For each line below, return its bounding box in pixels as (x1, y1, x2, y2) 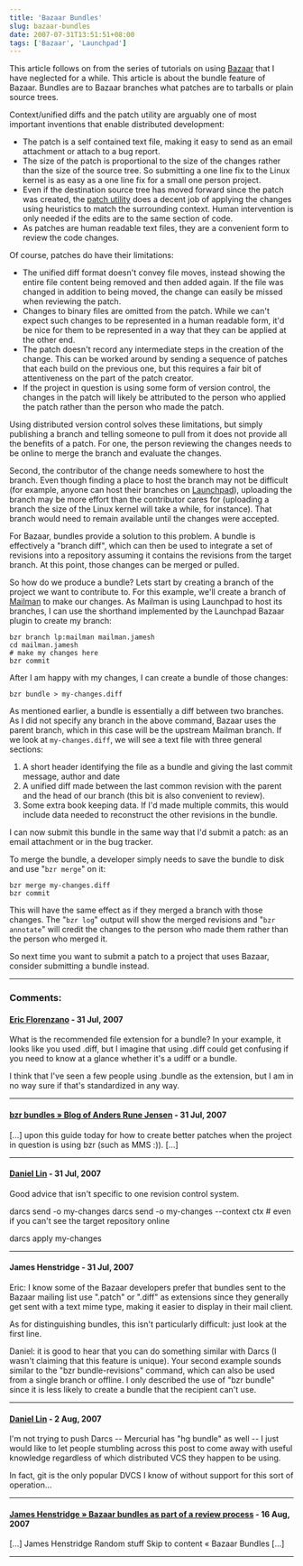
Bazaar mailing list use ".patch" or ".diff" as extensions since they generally (9, 1292, 289, 1302)
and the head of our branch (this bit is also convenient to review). (22, 791, 266, 802)
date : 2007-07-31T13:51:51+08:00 (9, 30, 135, 39)
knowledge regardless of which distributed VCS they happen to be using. (9, 1452, 281, 1463)
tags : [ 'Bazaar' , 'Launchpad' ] (9, 38, 127, 48)
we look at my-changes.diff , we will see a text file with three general (9, 735, 262, 746)
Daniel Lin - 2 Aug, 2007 (9, 1413, 102, 1424)
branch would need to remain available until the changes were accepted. (9, 514, 280, 524)
